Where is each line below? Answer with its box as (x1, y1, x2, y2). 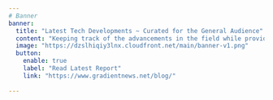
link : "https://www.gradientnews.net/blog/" (23, 72, 176, 80)
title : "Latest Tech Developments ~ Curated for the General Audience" (15, 27, 264, 35)
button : (15, 49, 42, 57)
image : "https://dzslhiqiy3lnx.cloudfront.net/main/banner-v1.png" (15, 42, 249, 50)
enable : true (23, 57, 67, 65)
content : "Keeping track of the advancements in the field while (15, 34, 242, 43)
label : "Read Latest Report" (23, 65, 122, 73)
